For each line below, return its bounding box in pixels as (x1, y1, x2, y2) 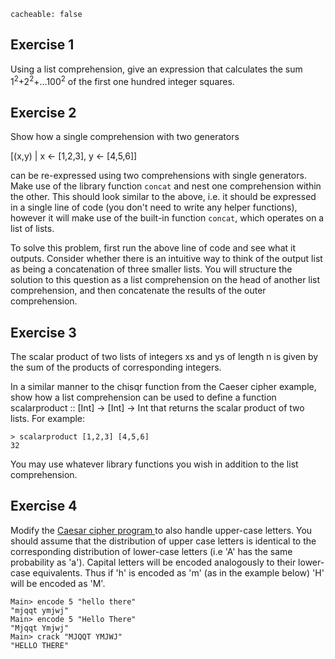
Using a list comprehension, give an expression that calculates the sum (10, 63, 303, 75)
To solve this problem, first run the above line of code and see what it (10, 242, 296, 254)
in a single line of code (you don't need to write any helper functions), (10, 201, 298, 214)
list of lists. (10, 223, 55, 235)
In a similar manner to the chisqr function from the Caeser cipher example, (10, 381, 317, 393)
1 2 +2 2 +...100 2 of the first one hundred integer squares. (10, 73, 235, 87)
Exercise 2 (10, 104, 77, 121)
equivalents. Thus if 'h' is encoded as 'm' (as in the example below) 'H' (32, 566, 325, 579)
